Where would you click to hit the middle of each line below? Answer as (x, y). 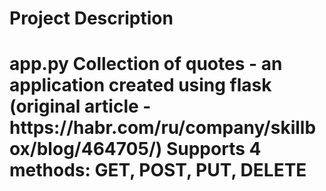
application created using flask (140, 85)
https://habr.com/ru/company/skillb (163, 128)
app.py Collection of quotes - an (146, 64)
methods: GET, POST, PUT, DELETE (158, 170)
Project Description (91, 18)
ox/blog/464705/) (86, 149)
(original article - (80, 106)
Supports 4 (213, 149)
